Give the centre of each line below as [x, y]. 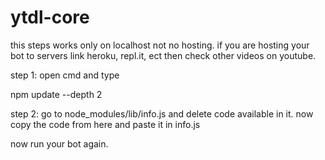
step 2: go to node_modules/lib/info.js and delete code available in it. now [162, 113]
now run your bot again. [59, 143]
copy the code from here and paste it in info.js [105, 124]
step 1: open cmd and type [65, 75]
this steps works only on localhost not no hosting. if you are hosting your [160, 45]
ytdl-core [50, 17]
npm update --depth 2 [56, 94]
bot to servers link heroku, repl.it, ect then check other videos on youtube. [163, 55]
